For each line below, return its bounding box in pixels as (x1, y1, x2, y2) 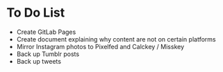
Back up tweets (16, 57, 62, 65)
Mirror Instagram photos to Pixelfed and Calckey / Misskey (16, 42, 185, 51)
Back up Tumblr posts (16, 50, 80, 58)
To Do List (6, 5, 65, 21)
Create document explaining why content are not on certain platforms (16, 35, 216, 43)
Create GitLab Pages (16, 28, 76, 36)
